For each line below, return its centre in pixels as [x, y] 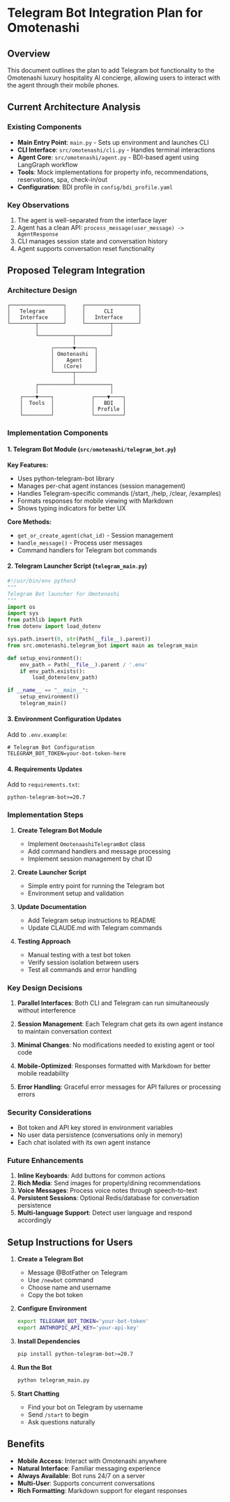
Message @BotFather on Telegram [77, 1273]
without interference [47, 1010]
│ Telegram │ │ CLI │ [74, 311]
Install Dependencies [48, 1341]
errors [26, 1094]
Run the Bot [34, 1367]
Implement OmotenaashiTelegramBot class [86, 843]
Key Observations [38, 205]
